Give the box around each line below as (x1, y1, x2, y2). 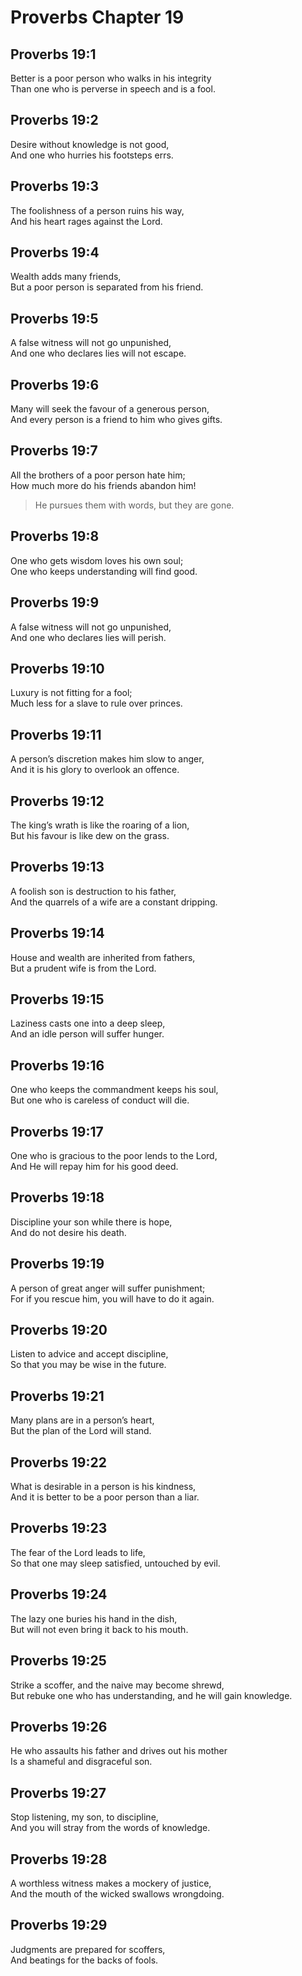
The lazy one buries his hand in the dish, (10, 1612, 178, 1625)
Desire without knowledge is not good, (10, 138, 170, 150)
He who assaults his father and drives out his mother (10, 1745, 228, 1757)
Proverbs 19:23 (10, 1520, 108, 1537)
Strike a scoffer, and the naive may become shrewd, (10, 1679, 225, 1691)
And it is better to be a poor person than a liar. (10, 1491, 200, 1503)
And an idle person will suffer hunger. (10, 1028, 165, 1040)
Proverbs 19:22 (10, 1454, 107, 1471)
